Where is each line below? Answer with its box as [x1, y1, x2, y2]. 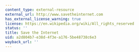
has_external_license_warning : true [5, 16, 81, 21]
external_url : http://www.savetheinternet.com [5, 12, 103, 17]
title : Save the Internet [5, 30, 59, 35]
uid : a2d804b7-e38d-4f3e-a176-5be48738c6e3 [5, 35, 97, 40]
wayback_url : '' [5, 40, 39, 45]
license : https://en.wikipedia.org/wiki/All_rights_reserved [5, 21, 135, 26]
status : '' [5, 26, 28, 31]
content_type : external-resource [5, 7, 74, 12]
